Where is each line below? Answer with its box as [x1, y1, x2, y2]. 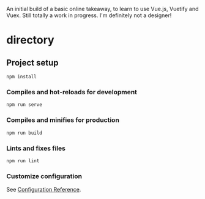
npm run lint [6, 157, 40, 164]
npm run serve [6, 102, 43, 108]
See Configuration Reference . [6, 186, 81, 193]
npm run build [6, 130, 43, 136]
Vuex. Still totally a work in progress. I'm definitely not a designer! [6, 12, 172, 19]
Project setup [6, 58, 59, 68]
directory [6, 33, 54, 47]
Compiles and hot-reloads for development [6, 88, 138, 96]
